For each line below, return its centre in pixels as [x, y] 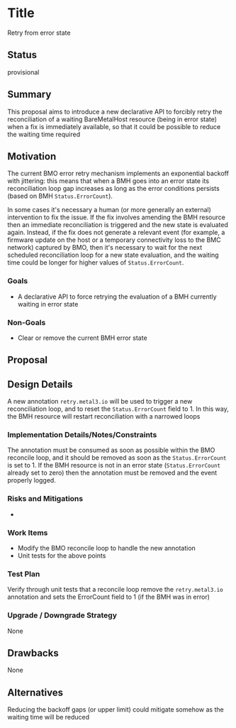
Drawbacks [33, 653]
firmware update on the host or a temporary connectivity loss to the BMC [114, 240]
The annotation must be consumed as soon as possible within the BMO [111, 450]
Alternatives [35, 692]
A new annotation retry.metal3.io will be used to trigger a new [100, 402]
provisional [23, 72]
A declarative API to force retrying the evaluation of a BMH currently [117, 297]
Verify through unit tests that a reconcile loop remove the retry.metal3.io [115, 590]
